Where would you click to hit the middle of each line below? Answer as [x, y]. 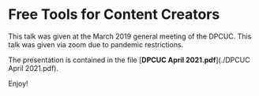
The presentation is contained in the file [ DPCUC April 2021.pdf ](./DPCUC [129, 60]
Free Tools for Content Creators [114, 15]
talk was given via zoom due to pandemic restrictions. [96, 44]
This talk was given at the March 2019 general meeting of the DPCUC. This [130, 36]
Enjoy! [19, 83]
